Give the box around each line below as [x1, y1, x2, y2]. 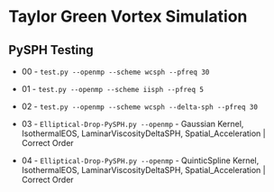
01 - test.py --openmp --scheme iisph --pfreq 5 [21, 84, 205, 94]
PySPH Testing [8, 42, 94, 58]
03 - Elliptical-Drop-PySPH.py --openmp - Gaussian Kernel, [21, 119, 244, 129]
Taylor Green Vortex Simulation [8, 6, 248, 27]
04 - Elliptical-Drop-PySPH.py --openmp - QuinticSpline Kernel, [21, 155, 260, 166]
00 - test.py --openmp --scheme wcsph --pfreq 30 [21, 66, 210, 77]
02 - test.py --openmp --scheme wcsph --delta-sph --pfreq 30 [21, 101, 259, 112]
